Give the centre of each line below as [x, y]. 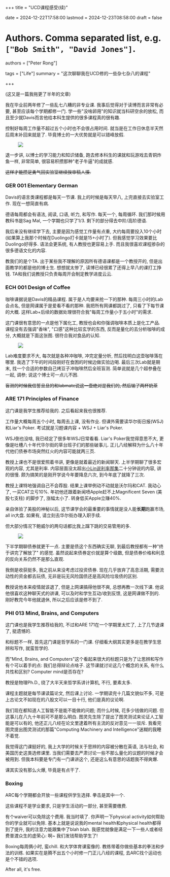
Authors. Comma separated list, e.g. [83, 38]
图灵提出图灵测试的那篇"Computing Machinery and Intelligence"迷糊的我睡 [83, 729]
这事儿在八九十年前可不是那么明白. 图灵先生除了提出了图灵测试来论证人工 [82, 717]
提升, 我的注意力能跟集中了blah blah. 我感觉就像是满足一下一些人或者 [86, 829]
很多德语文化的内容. [26, 251]
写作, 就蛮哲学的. [32, 648]
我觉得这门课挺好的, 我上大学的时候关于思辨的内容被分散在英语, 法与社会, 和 [84, 747]
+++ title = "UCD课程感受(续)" [37, 7]
